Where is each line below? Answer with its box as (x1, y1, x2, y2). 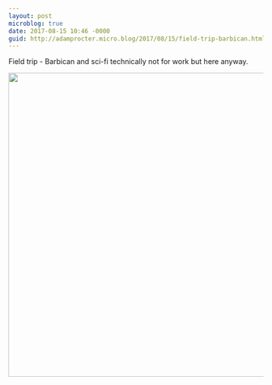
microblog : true (8, 19, 63, 28)
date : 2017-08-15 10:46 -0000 (8, 27, 111, 35)
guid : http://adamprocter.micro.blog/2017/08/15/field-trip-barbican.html (8, 34, 266, 43)
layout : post (8, 11, 53, 20)
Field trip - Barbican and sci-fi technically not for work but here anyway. (8, 57, 249, 66)
